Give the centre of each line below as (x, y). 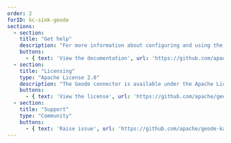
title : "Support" (44, 109)
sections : (21, 26)
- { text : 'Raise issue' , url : (70, 129)
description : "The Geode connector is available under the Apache (117, 84)
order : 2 (20, 13)
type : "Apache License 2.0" (59, 77)
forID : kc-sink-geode (38, 20)
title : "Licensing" (47, 71)
